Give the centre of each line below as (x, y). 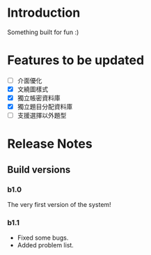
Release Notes (50, 144)
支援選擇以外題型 (42, 116)
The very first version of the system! (59, 205)
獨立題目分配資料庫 (45, 107)
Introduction (44, 13)
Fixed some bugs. (43, 238)
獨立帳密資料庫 (39, 98)
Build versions (39, 170)
